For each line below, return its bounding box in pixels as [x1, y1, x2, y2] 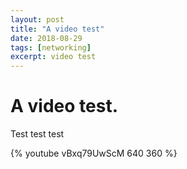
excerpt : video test [10, 52, 97, 62]
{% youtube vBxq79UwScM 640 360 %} [10, 147, 178, 160]
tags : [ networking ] [10, 42, 92, 53]
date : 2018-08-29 [10, 33, 83, 43]
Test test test [10, 128, 65, 140]
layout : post [10, 14, 65, 25]
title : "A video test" [10, 24, 105, 34]
